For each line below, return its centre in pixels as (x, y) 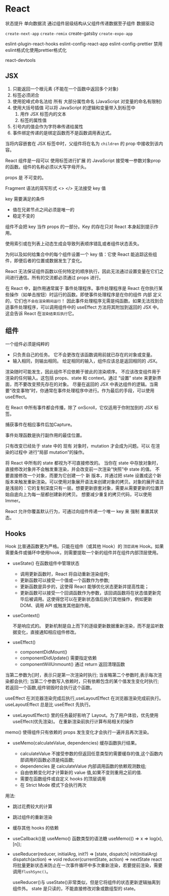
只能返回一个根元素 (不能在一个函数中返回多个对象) (65, 89)
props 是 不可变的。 (26, 177)
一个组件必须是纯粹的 (27, 344)
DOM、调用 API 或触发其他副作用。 (57, 606)
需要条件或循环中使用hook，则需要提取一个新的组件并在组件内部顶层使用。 (83, 553)
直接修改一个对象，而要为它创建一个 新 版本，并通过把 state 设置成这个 (83, 475)
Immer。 (14, 500)
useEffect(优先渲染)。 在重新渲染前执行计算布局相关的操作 (73, 722)
